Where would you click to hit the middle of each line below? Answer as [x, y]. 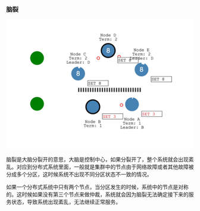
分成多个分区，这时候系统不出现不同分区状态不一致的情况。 [79, 174]
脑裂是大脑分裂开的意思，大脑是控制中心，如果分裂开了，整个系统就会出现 [97, 159]
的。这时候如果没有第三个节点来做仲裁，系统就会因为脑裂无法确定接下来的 [97, 194]
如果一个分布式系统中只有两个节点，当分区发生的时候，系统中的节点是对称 [97, 187]
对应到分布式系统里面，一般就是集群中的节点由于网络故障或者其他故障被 [105, 167]
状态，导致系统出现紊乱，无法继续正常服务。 [66, 201]
